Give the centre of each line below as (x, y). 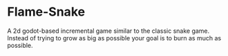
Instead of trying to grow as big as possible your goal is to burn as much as (114, 38)
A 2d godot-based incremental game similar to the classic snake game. (108, 31)
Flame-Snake (46, 12)
